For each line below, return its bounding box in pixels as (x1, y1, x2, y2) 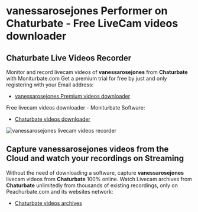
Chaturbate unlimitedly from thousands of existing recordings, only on (6, 182, 178, 189)
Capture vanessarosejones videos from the (6, 144, 169, 155)
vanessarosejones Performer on (6, 4, 168, 18)
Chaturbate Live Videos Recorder (6, 53, 132, 63)
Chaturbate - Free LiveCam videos (6, 17, 178, 30)
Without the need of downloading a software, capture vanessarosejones (6, 169, 184, 176)
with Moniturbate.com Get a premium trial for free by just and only (6, 75, 167, 82)
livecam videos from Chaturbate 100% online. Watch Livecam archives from (6, 175, 192, 182)
